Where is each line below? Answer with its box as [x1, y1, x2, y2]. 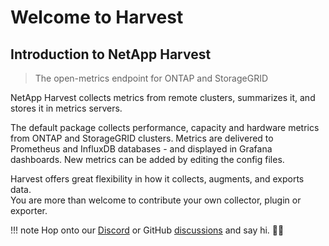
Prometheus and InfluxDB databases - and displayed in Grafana [10, 143, 273, 155]
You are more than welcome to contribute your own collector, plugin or [10, 194, 302, 206]
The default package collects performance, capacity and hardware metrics [10, 122, 320, 133]
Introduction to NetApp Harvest [10, 46, 212, 63]
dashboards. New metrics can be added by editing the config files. [10, 154, 285, 165]
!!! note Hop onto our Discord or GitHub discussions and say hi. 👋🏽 [10, 224, 285, 236]
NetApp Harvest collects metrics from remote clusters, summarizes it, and [10, 92, 316, 103]
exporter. [10, 205, 48, 216]
